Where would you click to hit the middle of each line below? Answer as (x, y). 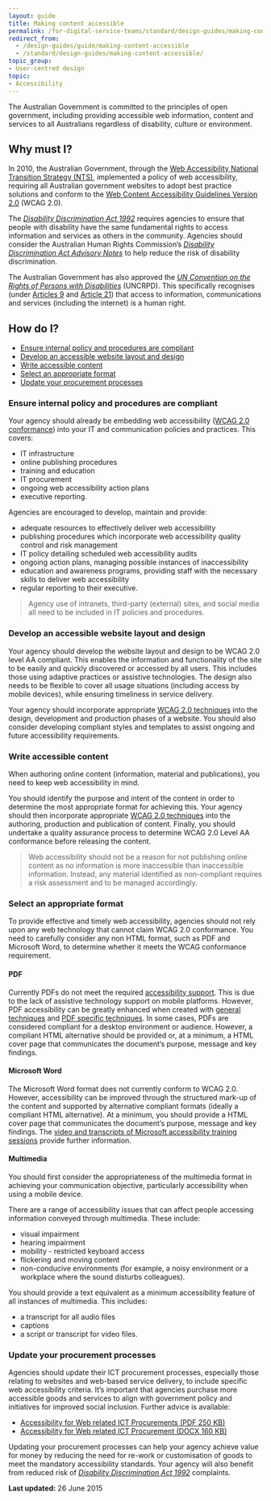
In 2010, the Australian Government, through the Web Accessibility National (133, 169)
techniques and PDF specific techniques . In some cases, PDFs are (119, 1018)
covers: (21, 438)
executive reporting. (53, 497)
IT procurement (46, 480)
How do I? (33, 328)
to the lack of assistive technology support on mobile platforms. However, (131, 1000)
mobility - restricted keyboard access (82, 1251)
